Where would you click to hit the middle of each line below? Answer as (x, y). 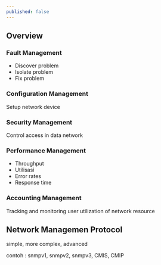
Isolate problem (34, 72)
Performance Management (46, 151)
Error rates (28, 176)
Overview (25, 36)
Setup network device (33, 107)
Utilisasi (24, 170)
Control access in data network (45, 135)
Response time (33, 183)
